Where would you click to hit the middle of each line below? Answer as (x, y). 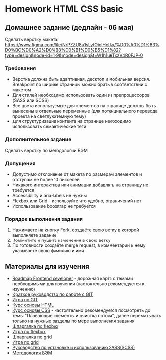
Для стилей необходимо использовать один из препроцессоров (81, 95)
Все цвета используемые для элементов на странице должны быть (84, 106)
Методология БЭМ (32, 353)
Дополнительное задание (38, 139)
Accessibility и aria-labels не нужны (50, 195)
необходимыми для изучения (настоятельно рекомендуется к (78, 284)
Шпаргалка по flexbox (35, 326)
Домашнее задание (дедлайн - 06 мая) (69, 28)
